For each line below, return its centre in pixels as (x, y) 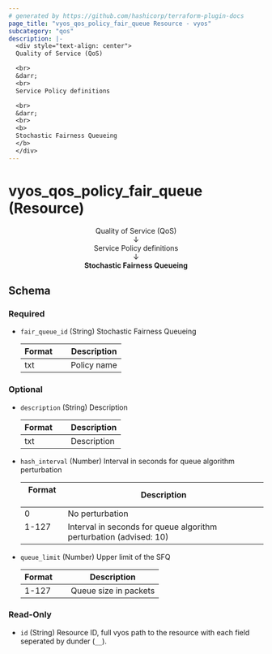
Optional (25, 389)
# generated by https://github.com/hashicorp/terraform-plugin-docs (126, 16)
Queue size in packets (113, 591)
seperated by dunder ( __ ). (64, 641)
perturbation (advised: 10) (118, 536)
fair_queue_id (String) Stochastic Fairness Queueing (108, 331)
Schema (30, 290)
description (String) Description (74, 407)
